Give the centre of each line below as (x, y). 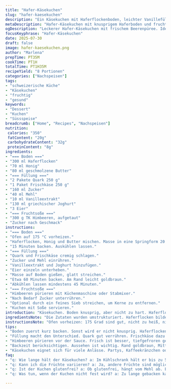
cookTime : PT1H (21, 62)
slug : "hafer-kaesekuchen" (34, 15)
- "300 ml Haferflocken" (32, 161)
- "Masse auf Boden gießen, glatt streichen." (55, 275)
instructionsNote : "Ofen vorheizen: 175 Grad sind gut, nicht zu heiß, (83, 322)
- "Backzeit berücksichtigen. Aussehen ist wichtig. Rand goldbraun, (81, 346)
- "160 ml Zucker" (25, 190)
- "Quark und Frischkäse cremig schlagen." (52, 256)
